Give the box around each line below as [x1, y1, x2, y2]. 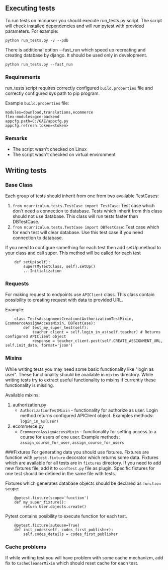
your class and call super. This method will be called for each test [5, 250, 141, 256]
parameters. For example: [5, 28, 59, 34]
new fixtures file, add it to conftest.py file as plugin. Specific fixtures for [5, 465, 155, 471]
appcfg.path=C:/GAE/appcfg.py [5, 119, 69, 124]
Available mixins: [5, 392, 40, 398]
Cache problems [5, 543, 47, 550]
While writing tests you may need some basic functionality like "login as [5, 366, 154, 372]
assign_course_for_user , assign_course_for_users [20, 439, 124, 445]
